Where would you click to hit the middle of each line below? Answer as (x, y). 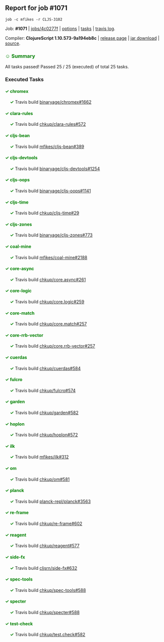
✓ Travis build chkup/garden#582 (44, 413)
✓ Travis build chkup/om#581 (40, 479)
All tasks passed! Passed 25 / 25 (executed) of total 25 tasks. (67, 67)
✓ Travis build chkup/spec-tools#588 (48, 590)
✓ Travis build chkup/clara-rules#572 (48, 124)
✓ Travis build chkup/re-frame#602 (46, 524)
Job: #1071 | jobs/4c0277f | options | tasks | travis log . (60, 29)
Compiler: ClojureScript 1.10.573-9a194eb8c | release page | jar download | (82, 38)
